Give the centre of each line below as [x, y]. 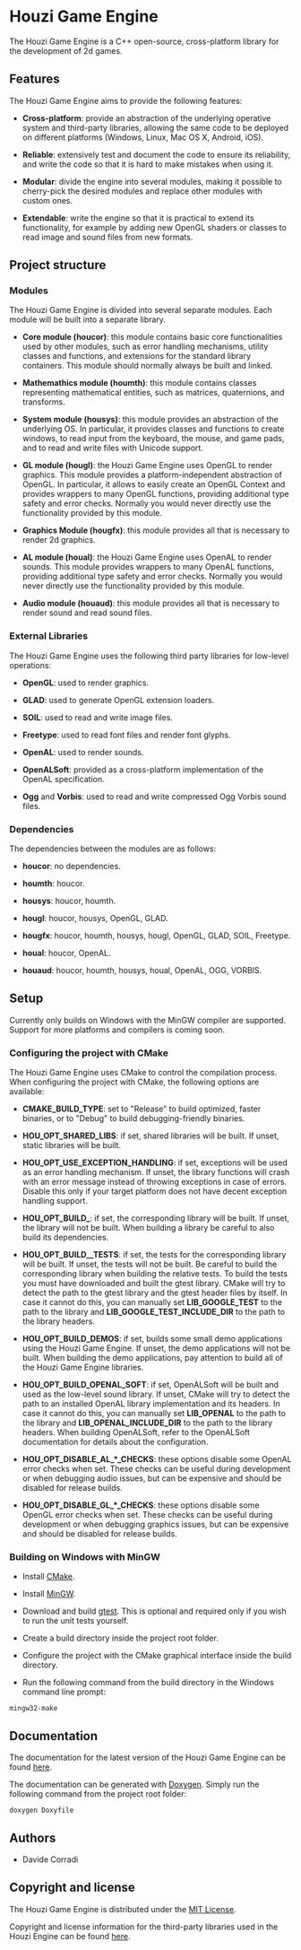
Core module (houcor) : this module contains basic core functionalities [152, 337]
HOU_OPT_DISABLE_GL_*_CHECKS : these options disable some [141, 1505]
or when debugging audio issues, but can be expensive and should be [152, 1478]
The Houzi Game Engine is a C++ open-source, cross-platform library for [144, 41]
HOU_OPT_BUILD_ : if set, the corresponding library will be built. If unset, [155, 1218]
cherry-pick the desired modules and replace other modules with [142, 191]
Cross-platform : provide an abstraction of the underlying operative [146, 118]
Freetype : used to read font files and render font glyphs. [126, 735]
